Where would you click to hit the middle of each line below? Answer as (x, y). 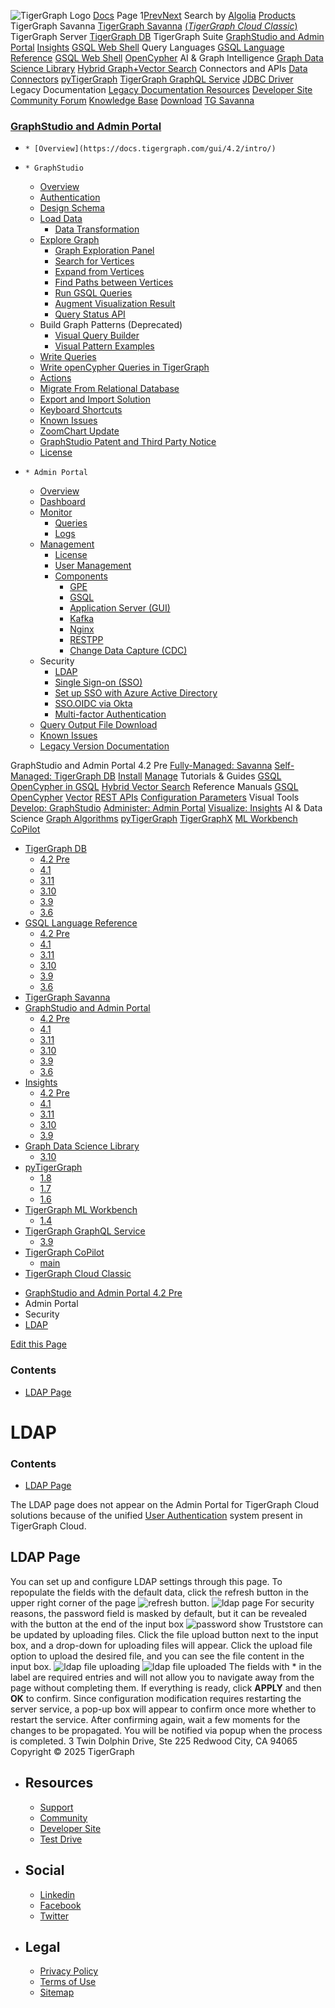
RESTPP (86, 640)
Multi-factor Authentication (110, 714)
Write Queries (68, 357)
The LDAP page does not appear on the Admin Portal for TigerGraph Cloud (165, 1505)
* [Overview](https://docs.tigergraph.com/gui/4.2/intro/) (150, 149)
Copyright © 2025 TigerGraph (72, 1751)
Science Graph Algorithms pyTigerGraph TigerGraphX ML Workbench (154, 819)
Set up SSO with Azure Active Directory (136, 693)
